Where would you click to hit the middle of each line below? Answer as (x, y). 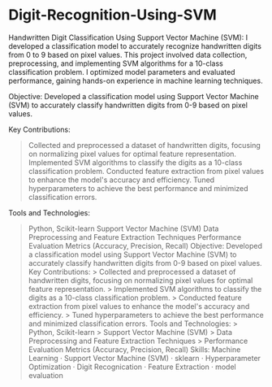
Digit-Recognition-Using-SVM (112, 15)
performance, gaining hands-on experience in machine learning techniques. (136, 80)
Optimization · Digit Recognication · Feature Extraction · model (132, 367)
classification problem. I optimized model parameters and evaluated (122, 72)
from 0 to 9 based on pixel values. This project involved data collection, (128, 54)
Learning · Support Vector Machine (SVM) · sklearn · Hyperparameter (145, 358)
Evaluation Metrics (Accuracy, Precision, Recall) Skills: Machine (134, 349)
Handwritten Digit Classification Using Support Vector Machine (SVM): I (128, 37)
